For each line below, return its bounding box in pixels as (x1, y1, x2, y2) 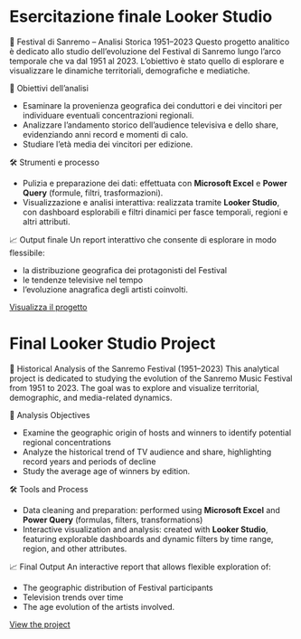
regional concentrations (22, 436, 111, 447)
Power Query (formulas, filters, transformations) (22, 514, 203, 525)
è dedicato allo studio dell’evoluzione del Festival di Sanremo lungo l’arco (9, 45, 282, 56)
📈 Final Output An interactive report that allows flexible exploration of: (9, 561, 271, 572)
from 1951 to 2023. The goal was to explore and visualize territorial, (9, 382, 259, 393)
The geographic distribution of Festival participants (22, 582, 214, 593)
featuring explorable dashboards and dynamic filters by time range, (22, 533, 274, 544)
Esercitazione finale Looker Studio (9, 6, 273, 27)
